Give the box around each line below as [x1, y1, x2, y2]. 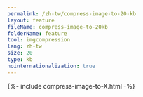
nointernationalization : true [7, 63, 96, 70]
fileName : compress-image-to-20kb [7, 23, 109, 30]
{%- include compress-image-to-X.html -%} [7, 82, 135, 90]
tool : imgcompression [7, 37, 71, 44]
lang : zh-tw [7, 43, 42, 50]
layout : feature [7, 17, 55, 24]
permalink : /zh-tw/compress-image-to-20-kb [7, 10, 137, 18]
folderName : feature [7, 30, 68, 37]
